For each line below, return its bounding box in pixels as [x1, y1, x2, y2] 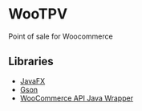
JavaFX [19, 76, 46, 85]
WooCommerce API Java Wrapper [19, 93, 134, 103]
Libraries [8, 55, 54, 68]
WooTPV [8, 5, 68, 23]
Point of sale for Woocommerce [8, 31, 114, 41]
